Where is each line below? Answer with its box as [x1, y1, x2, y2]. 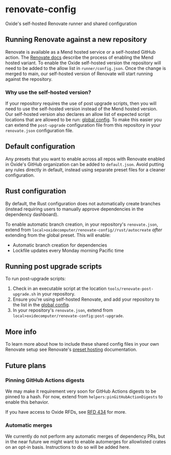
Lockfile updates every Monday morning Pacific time [12, 247, 124, 253]
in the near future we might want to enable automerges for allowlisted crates [5, 439, 166, 445]
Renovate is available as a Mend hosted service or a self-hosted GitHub [5, 49, 156, 55]
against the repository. [5, 76, 53, 82]
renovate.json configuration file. [5, 128, 74, 134]
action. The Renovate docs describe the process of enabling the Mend [5, 54, 154, 60]
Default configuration [5, 142, 76, 151]
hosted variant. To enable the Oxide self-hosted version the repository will [5, 60, 161, 66]
